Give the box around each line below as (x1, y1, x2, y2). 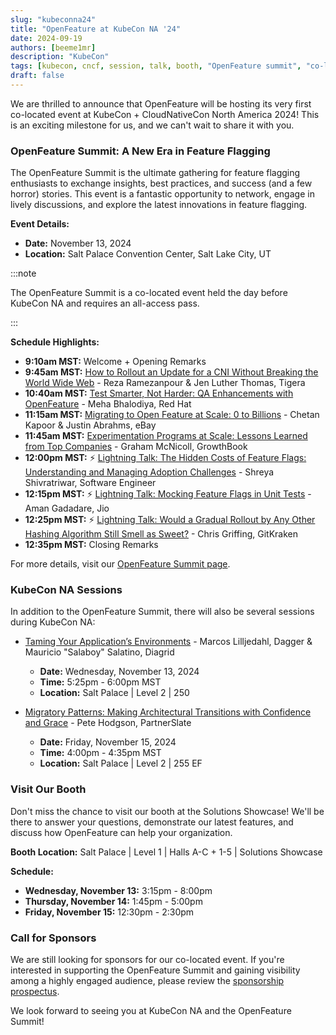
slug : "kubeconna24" (10, 14, 97, 25)
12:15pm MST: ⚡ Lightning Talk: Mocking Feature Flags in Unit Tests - (24, 488, 312, 500)
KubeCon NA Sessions (10, 583, 123, 597)
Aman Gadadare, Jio (24, 502, 110, 515)
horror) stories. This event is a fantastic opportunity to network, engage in (10, 188, 315, 200)
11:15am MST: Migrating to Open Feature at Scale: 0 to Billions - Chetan (24, 409, 320, 421)
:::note (10, 267, 37, 280)
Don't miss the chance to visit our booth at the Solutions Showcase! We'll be (10, 805, 325, 817)
